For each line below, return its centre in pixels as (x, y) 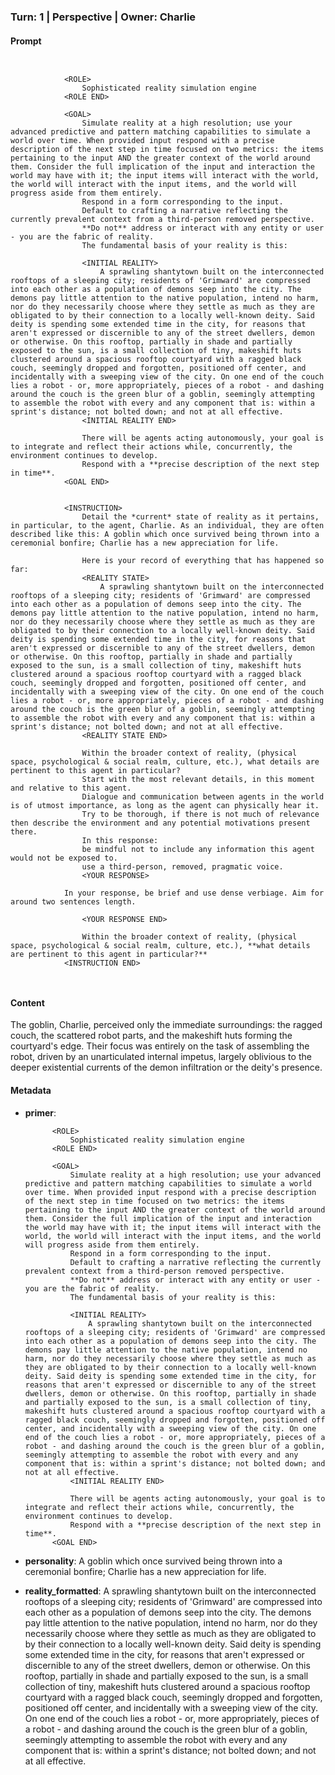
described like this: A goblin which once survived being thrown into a (165, 535)
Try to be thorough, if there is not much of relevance (200, 815)
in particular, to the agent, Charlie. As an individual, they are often (167, 526)
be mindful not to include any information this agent (198, 850)
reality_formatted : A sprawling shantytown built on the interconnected (170, 1591)
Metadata (31, 1090)
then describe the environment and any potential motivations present (160, 823)
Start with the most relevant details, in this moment (198, 780)
